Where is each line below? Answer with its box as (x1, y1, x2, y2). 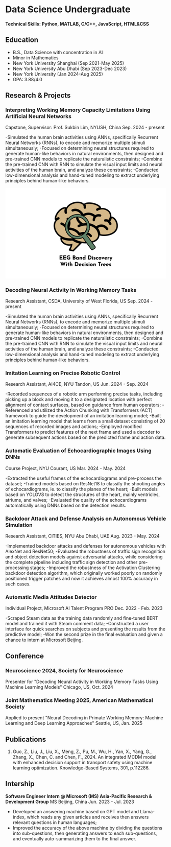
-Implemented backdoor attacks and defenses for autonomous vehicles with (5, 543, 166, 549)
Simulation (5, 521, 33, 528)
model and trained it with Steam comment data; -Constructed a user (5, 621, 149, 627)
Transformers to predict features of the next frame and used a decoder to (5, 429, 160, 435)
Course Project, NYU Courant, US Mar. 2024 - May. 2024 (5, 465, 126, 471)
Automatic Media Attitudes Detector (5, 594, 97, 601)
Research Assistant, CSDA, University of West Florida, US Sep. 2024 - (5, 298, 153, 304)
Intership (5, 780, 35, 788)
